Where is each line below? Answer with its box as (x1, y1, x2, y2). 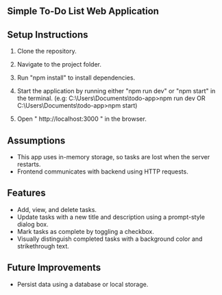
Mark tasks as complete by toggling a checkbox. (16, 227, 154, 235)
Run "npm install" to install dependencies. (16, 73, 136, 82)
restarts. (16, 161, 41, 169)
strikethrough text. (16, 241, 70, 250)
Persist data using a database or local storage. (16, 280, 149, 288)
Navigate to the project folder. (16, 60, 101, 69)
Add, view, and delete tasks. (16, 205, 97, 213)
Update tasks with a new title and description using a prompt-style (16, 213, 206, 221)
